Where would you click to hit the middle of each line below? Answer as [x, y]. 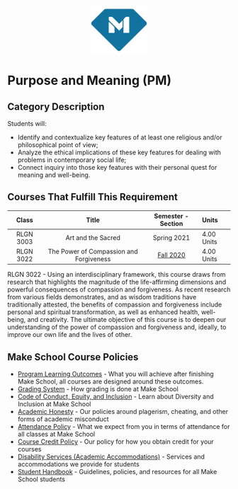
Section [171, 224]
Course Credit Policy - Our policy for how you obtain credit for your [115, 442]
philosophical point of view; [58, 145]
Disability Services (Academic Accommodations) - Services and [111, 457]
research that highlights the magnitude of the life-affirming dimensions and [117, 282]
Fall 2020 [171, 255]
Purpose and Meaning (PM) [90, 81]
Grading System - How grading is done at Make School [98, 389]
